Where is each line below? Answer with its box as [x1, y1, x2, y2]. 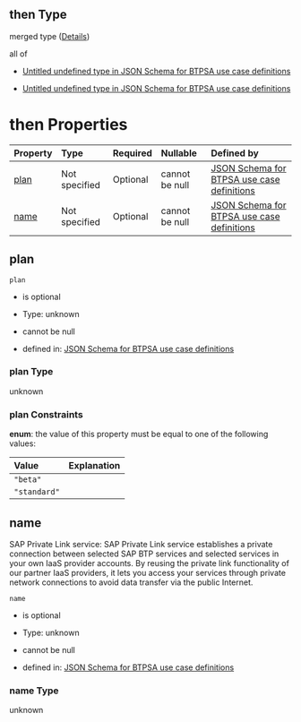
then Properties [9, 115, 128, 134]
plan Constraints [9, 408, 83, 420]
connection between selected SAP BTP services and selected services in [9, 548, 279, 559]
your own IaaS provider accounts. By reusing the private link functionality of [9, 557, 289, 568]
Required [112, 147, 152, 159]
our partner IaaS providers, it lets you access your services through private [9, 567, 287, 578]
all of [9, 48, 29, 59]
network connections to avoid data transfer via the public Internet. [9, 577, 254, 588]
